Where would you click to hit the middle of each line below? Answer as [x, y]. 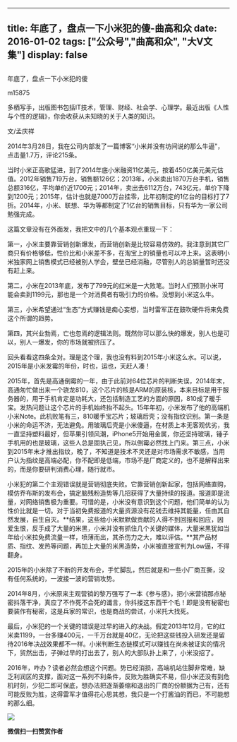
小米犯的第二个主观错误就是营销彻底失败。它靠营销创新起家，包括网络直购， [119, 484]
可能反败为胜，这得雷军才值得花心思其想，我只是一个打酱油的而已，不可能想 [119, 694]
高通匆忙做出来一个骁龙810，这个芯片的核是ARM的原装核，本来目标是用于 [115, 390]
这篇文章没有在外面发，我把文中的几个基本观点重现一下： [91, 229]
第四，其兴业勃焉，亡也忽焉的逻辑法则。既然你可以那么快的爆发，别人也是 [115, 333]
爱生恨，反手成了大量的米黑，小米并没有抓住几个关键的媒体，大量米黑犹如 [115, 528]
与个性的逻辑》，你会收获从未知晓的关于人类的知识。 [83, 116]
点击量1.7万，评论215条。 [44, 155]
